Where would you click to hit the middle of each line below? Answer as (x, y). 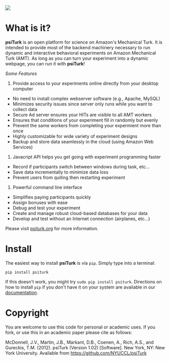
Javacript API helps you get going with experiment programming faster (87, 157)
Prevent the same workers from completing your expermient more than (87, 125)
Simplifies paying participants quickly (52, 197)
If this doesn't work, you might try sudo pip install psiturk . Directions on (83, 281)
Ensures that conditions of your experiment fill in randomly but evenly (85, 120)
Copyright (27, 313)
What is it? (28, 28)
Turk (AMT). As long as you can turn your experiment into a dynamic (77, 58)
